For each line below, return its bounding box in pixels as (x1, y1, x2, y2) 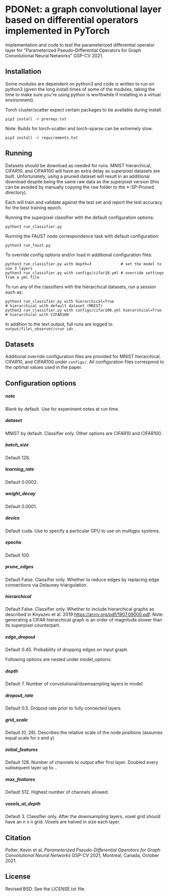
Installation (5, 67, 41, 76)
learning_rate (5, 466, 34, 472)
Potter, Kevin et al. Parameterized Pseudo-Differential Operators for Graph (5, 847, 161, 853)
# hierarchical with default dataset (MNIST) (5, 303, 103, 308)
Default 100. (5, 552, 30, 558)
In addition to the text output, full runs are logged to (5, 321, 113, 327)
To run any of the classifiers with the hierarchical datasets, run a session (5, 284, 156, 290)
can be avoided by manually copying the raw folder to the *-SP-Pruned (5, 184, 154, 190)
